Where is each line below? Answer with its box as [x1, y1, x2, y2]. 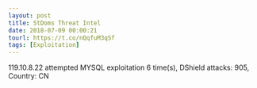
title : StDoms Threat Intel [8, 19, 102, 27]
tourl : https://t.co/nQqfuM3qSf [8, 33, 115, 42]
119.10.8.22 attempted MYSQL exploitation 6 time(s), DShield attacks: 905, [8, 63, 250, 72]
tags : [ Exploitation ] [8, 41, 80, 49]
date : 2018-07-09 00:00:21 [8, 26, 98, 34]
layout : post [8, 11, 52, 20]
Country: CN [8, 71, 49, 81]
